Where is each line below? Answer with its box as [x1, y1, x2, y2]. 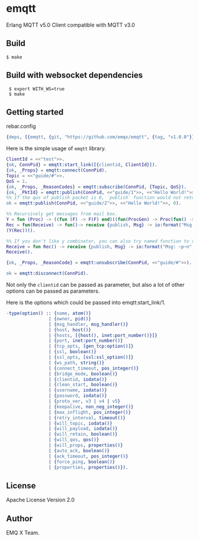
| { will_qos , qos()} [48, 437, 99, 443]
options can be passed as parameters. [6, 287, 100, 294]
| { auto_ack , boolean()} [48, 448, 110, 453]
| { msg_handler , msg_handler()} [48, 321, 129, 327]
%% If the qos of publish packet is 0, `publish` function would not [6, 195, 182, 201]
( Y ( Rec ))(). [6, 227, 36, 234]
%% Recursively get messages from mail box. [6, 211, 118, 217]
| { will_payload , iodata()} [48, 426, 118, 432]
